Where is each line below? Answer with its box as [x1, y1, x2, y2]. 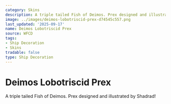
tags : [5, 36, 17, 41]
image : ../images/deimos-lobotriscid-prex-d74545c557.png [5, 17, 131, 22]
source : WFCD [5, 31, 33, 36]
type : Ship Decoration [5, 54, 53, 60]
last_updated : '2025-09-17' [5, 21, 65, 27]
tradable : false [5, 50, 40, 55]
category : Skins [5, 7, 40, 13]
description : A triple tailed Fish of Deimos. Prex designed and [5, 12, 147, 17]
